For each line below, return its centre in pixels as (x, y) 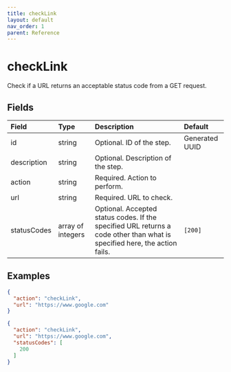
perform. (109, 186)
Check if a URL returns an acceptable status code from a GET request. (107, 86)
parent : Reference (33, 33)
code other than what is (133, 234)
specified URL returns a (133, 226)
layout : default (30, 20)
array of (71, 226)
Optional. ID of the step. (133, 143)
